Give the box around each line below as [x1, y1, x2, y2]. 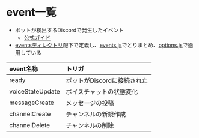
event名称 [9, 64, 38, 73]
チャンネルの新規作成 [66, 110, 126, 118]
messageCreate [9, 98, 54, 107]
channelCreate [9, 109, 51, 118]
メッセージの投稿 [66, 98, 114, 107]
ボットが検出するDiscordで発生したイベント [14, 26, 124, 34]
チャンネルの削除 [66, 121, 114, 130]
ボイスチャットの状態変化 [66, 88, 138, 96]
